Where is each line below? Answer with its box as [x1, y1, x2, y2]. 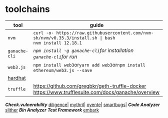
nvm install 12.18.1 [33, 40, 82, 45]
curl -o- [33, 30, 54, 35]
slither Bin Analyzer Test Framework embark [5, 106, 99, 113]
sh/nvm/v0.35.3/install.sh [33, 35, 97, 40]
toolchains [5, 3, 50, 15]
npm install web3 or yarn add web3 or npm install [33, 61, 146, 68]
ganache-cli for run [33, 53, 77, 60]
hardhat [7, 74, 26, 81]
